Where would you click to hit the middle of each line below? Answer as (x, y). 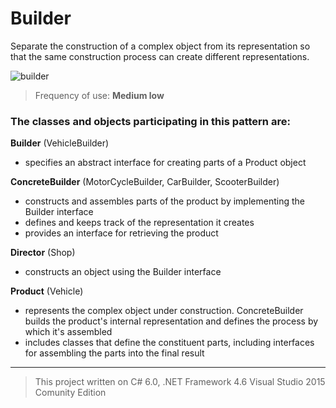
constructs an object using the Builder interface (123, 272)
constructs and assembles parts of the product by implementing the (164, 201)
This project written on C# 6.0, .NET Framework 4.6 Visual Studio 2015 (180, 382)
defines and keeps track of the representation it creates (139, 223)
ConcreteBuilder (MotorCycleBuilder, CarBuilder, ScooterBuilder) (145, 182)
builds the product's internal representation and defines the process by (171, 321)
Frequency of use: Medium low (99, 95)
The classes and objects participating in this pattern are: (150, 121)
